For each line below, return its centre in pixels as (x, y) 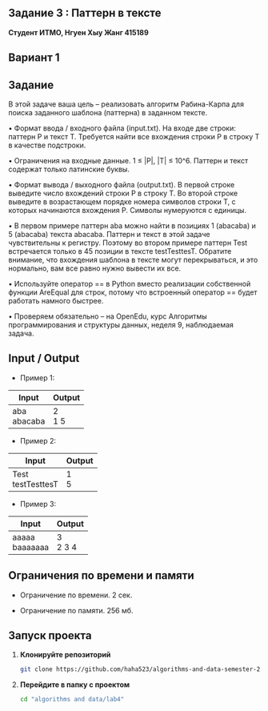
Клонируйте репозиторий (65, 655)
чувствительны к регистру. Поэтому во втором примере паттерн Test (128, 243)
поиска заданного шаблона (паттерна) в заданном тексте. (108, 113)
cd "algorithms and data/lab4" (72, 700)
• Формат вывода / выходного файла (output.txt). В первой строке (122, 185)
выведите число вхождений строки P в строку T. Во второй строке (123, 193)
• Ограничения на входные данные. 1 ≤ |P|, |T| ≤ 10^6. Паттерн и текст (128, 161)
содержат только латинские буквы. (69, 169)
